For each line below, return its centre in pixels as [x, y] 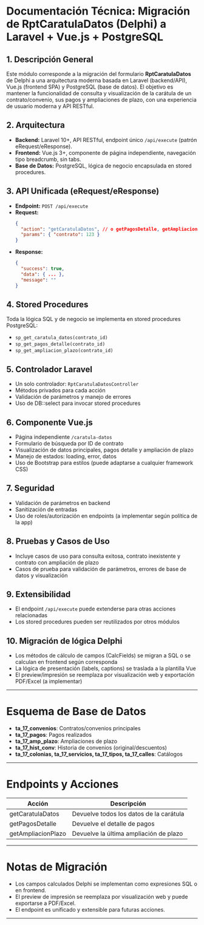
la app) [24, 522]
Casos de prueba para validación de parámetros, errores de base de [101, 569]
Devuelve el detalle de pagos [113, 824]
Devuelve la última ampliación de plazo [127, 834]
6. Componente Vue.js [49, 422]
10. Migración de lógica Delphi [64, 641]
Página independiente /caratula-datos [63, 437]
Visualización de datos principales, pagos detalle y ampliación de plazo [104, 450]
